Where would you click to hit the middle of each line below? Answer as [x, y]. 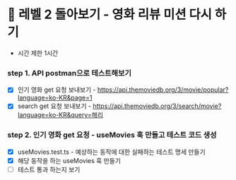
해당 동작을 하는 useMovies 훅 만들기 [69, 160]
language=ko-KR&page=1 [55, 98]
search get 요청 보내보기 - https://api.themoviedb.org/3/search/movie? [119, 106]
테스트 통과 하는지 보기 [49, 169]
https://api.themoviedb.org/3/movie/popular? [163, 90]
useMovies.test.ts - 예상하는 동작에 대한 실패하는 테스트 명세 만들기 [112, 152]
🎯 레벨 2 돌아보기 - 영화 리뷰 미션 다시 [110, 14]
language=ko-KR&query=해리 [60, 115]
